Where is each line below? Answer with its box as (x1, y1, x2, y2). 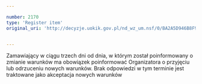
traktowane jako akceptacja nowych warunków (6, 71, 123, 79)
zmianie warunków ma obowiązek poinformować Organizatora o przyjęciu (6, 58, 190, 66)
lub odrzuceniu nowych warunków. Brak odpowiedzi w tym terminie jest (6, 65, 185, 72)
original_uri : (6, 25, 42, 31)
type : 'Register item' (6, 19, 63, 26)
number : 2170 (6, 14, 39, 20)
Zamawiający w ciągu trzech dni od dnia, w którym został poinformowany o (6, 52, 194, 59)
